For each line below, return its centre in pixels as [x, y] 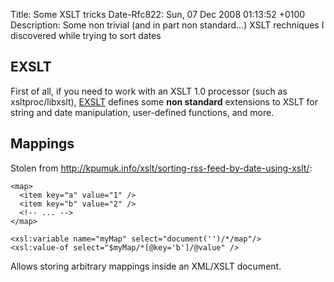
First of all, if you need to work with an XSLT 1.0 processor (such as [149, 91]
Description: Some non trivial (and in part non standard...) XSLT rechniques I [167, 25]
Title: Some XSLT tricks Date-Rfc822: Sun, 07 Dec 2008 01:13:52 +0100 [158, 14]
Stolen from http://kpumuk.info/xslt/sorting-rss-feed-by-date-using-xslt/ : [161, 168]
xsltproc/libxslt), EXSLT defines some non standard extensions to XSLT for [164, 101]
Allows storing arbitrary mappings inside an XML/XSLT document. [146, 266]
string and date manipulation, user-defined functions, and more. [142, 112]
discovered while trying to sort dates [86, 35]
